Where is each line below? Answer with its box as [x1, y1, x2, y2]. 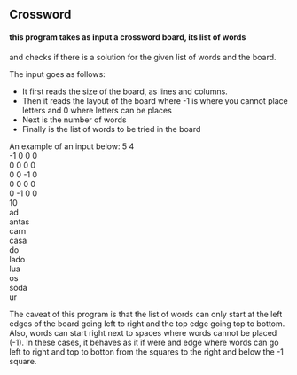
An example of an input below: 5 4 [9, 141, 135, 152]
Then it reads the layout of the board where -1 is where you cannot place [21, 95, 288, 105]
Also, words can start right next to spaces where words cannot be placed [9, 327, 277, 338]
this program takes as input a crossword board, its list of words [9, 31, 246, 43]
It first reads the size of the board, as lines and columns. [21, 86, 228, 97]
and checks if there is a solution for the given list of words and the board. [9, 51, 277, 62]
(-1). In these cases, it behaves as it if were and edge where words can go [9, 337, 279, 348]
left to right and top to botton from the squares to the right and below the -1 [9, 346, 284, 357]
